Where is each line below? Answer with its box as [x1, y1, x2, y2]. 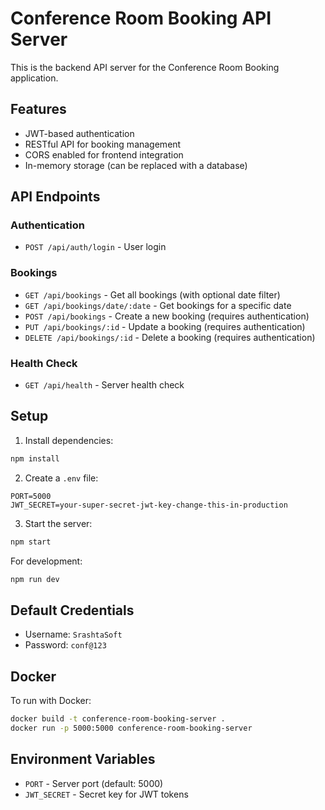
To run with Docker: [10, 695, 92, 707]
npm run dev [10, 574, 60, 584]
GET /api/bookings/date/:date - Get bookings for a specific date [24, 299, 292, 311]
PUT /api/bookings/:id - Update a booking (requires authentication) [24, 320, 306, 332]
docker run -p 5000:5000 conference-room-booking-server [10, 723, 253, 733]
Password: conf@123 [24, 639, 107, 651]
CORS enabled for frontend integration [24, 148, 184, 161]
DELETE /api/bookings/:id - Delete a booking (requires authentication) [24, 331, 316, 343]
